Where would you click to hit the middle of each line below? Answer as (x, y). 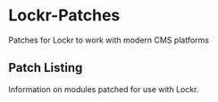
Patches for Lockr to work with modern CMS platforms (109, 40)
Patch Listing (46, 68)
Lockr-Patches (64, 16)
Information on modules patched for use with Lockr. (104, 89)
